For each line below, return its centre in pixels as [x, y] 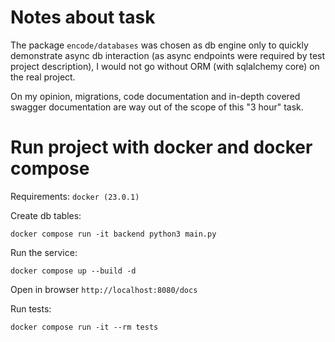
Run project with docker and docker [161, 147]
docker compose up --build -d [73, 271]
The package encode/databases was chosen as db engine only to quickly [159, 45]
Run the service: [44, 252]
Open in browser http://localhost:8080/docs [104, 289]
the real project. [43, 77]
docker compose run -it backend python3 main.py [113, 234]
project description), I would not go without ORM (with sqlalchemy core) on [165, 66]
